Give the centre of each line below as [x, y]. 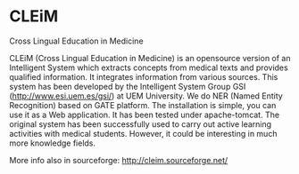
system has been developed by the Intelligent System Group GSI [128, 86]
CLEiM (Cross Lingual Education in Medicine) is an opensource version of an [150, 58]
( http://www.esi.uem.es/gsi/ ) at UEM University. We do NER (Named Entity [146, 96]
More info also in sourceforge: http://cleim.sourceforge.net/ [119, 160]
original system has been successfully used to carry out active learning [141, 124]
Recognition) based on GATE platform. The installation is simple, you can [143, 105]
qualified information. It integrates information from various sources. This [144, 76]
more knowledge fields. [53, 143]
